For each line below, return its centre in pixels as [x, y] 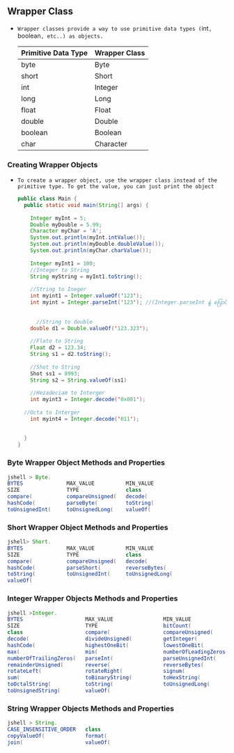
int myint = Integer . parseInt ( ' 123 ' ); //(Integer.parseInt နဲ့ [120, 302]
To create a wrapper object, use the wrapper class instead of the [117, 180]
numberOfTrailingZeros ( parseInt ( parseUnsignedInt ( [112, 658]
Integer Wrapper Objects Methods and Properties [93, 598]
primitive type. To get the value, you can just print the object [116, 187]
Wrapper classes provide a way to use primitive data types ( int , [115, 28]
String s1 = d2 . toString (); [71, 355]
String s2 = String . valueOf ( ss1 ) [79, 380]
